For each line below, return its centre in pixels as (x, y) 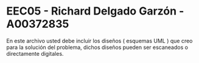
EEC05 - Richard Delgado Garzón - (95, 11)
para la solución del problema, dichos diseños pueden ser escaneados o (97, 47)
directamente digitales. (35, 53)
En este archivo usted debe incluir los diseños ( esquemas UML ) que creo (100, 41)
